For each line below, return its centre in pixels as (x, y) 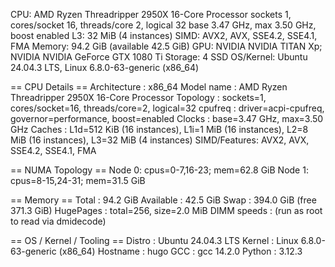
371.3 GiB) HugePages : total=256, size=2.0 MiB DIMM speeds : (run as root (166, 210)
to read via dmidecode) (58, 221)
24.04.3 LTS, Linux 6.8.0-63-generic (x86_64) (105, 67)
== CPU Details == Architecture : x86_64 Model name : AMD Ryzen (149, 87)
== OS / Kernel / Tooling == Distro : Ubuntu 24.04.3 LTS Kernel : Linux (154, 240)
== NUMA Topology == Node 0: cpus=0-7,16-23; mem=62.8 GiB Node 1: (159, 170)
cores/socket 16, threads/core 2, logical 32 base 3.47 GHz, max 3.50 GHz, (163, 25)
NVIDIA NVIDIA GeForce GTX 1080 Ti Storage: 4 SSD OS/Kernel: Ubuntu (159, 57)
